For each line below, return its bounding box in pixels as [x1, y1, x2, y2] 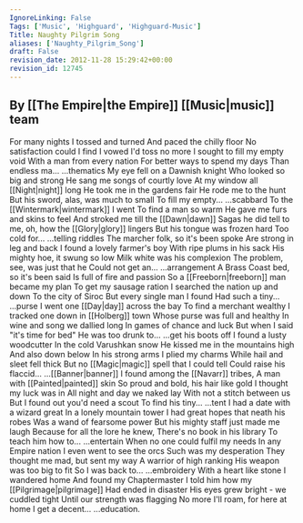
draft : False [9, 47, 59, 56]
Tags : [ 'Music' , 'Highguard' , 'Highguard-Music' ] [9, 22, 202, 31]
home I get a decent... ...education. [9, 503, 141, 514]
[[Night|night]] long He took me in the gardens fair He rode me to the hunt [9, 184, 287, 196]
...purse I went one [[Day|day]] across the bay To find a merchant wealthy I [9, 300, 291, 311]
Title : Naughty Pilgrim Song [9, 30, 120, 39]
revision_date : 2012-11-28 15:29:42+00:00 [9, 55, 173, 65]
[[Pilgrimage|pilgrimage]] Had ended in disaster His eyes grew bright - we [9, 484, 287, 495]
